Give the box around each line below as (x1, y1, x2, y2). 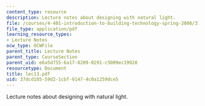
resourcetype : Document (6, 65, 67, 71)
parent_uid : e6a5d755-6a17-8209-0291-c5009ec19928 (6, 59, 138, 65)
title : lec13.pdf (6, 71, 51, 77)
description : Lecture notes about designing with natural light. (6, 15, 176, 21)
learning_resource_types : (6, 31, 72, 38)
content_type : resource (6, 8, 67, 15)
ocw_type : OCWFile (6, 43, 53, 49)
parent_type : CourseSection (6, 54, 78, 60)
